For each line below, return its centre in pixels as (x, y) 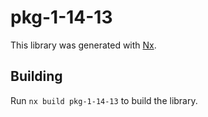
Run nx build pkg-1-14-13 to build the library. (104, 100)
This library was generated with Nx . (83, 45)
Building (36, 76)
